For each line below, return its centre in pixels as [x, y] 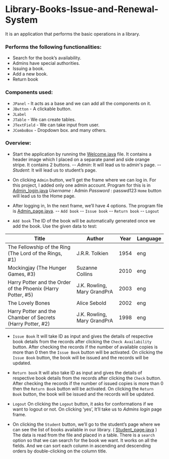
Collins [84, 274]
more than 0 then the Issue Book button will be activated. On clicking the [88, 352]
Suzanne [87, 268]
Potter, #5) [21, 294]
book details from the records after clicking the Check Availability [82, 341]
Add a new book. [30, 74]
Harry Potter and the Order [39, 282]
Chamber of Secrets [31, 317]
